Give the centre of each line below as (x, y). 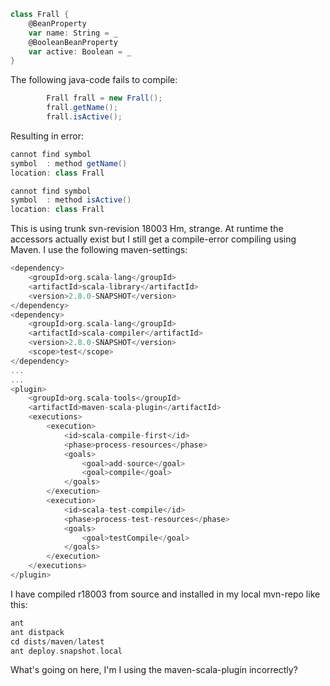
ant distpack (37, 632)
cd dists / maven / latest (57, 641)
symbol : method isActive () (71, 200)
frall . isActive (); (84, 117)
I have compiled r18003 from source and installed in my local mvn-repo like (165, 594)
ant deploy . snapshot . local (66, 651)
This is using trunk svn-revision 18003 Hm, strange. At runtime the (147, 229)
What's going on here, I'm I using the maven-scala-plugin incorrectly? (154, 670)
